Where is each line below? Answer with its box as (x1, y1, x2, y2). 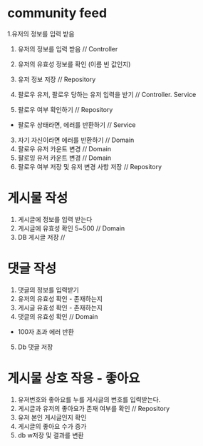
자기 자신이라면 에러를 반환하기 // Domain (17, 136, 135, 144)
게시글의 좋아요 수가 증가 (17, 422, 87, 430)
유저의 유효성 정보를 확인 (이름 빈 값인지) (17, 59, 131, 69)
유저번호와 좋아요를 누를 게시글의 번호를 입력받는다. (17, 395, 161, 404)
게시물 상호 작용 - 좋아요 (7, 370, 140, 386)
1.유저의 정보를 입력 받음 (7, 29, 75, 38)
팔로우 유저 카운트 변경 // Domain (17, 144, 112, 153)
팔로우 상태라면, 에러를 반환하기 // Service (17, 120, 136, 129)
